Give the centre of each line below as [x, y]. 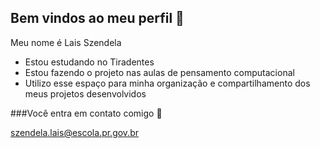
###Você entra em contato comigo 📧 [86, 113]
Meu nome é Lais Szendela [66, 42]
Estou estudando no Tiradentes [89, 62]
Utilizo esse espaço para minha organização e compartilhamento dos [167, 83]
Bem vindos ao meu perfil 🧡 [97, 18]
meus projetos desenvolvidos [85, 93]
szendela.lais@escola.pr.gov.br [74, 132]
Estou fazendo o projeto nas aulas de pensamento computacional [159, 72]
